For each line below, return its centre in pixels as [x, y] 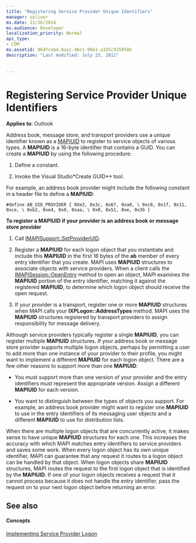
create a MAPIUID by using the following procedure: [69, 154]
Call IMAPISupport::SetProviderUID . [57, 239]
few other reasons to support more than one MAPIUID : [72, 366]
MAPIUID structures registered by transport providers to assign [91, 317]
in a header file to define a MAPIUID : [50, 194]
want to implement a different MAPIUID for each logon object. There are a [95, 360]
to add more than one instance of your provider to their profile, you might [94, 354]
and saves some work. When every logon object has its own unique [87, 450]
